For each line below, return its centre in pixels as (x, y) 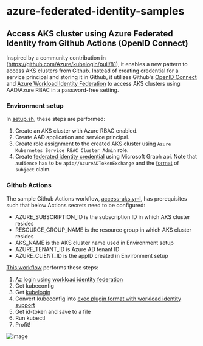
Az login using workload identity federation (69, 279)
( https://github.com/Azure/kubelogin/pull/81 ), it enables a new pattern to (97, 64)
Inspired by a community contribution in (56, 58)
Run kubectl (30, 318)
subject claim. (33, 170)
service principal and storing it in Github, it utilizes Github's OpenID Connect (102, 77)
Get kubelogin (33, 292)
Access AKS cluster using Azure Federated (90, 34)
